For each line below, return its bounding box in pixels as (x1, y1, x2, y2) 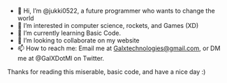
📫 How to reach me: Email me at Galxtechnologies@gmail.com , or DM (17, 44, 221, 52)
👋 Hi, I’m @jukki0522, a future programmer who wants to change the (17, 7, 215, 15)
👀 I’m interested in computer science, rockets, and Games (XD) (17, 22, 199, 29)
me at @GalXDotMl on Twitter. (17, 54, 105, 62)
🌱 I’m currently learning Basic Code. (17, 29, 121, 37)
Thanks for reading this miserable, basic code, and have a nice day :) (7, 68, 206, 76)
